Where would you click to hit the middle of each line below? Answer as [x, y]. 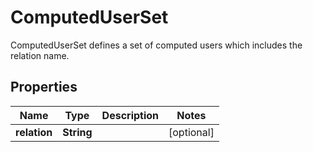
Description [130, 115]
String [77, 132]
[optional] [191, 132]
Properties [44, 87]
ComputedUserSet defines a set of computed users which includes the [156, 45]
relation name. [40, 55]
